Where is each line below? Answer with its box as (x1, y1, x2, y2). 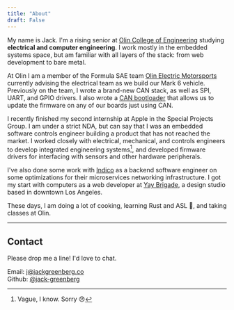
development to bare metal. (7, 58, 86, 66)
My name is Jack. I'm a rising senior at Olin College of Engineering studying (7, 35, 225, 44)
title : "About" (7, 10, 52, 17)
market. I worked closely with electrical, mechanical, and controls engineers (7, 136, 226, 145)
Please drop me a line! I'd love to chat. (7, 254, 117, 262)
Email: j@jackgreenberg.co (7, 267, 84, 275)
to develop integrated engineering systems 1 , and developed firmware (7, 144, 206, 154)
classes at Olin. (7, 209, 51, 218)
